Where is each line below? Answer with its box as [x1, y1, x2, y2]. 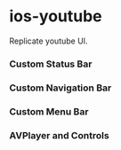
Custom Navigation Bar [9, 82, 112, 94]
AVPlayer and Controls [9, 129, 109, 141]
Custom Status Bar [9, 58, 93, 70]
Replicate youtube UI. [9, 36, 88, 46]
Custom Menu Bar [9, 105, 89, 117]
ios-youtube [9, 6, 102, 27]
